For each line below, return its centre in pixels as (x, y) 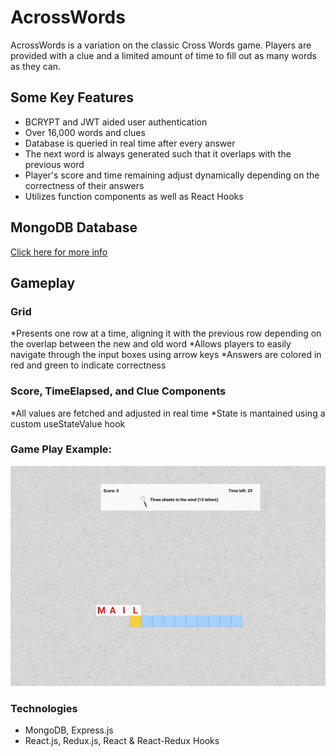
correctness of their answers (84, 185)
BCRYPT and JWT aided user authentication (116, 122)
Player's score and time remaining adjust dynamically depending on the (172, 175)
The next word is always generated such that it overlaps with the (158, 153)
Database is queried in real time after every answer (130, 143)
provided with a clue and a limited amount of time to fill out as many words (163, 55)
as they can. (36, 66)
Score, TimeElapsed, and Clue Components (118, 391)
